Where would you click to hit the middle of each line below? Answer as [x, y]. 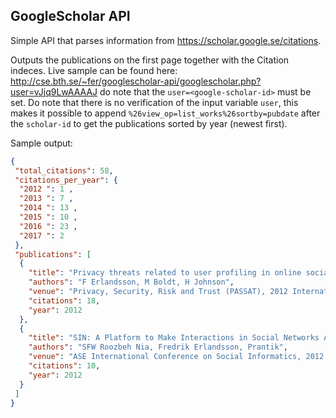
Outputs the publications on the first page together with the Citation [150, 60]
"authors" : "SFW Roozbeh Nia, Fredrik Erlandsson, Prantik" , [158, 347]
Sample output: [41, 143]
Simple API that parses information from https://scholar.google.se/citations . [166, 40]
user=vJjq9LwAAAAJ [54, 91]
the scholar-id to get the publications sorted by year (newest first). [149, 123]
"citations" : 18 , [64, 300]
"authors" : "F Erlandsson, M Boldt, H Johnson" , [131, 282]
